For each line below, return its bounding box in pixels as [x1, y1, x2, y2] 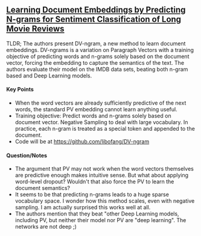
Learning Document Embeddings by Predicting [6, 5, 186, 15]
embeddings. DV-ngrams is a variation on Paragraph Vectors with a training [6, 46, 194, 53]
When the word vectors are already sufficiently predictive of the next [14, 99, 187, 107]
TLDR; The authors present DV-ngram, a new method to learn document [6, 39, 186, 47]
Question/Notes [6, 151, 47, 159]
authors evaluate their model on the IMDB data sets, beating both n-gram [6, 65, 188, 73]
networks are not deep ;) [14, 223, 77, 231]
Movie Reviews [6, 24, 65, 34]
